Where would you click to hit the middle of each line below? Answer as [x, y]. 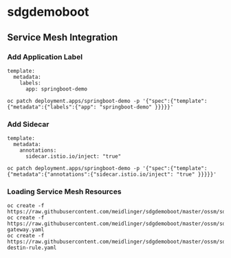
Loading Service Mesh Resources [64, 191]
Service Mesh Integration [63, 37]
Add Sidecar [28, 124]
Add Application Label [45, 57]
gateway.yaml [26, 230]
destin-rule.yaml [32, 248]
